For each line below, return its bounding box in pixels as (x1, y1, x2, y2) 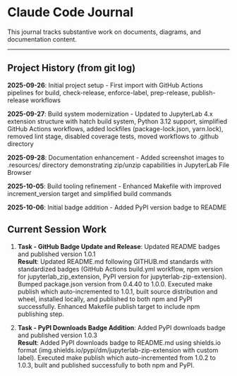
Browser (7, 168, 32, 176)
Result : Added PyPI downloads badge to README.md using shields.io (17, 338, 221, 346)
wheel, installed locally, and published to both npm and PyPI (17, 294, 193, 303)
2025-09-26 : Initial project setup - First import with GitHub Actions (7, 80, 203, 89)
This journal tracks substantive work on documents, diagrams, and (7, 28, 201, 36)
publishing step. (17, 310, 65, 318)
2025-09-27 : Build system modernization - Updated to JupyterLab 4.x (7, 109, 213, 118)
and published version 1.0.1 (17, 250, 96, 258)
